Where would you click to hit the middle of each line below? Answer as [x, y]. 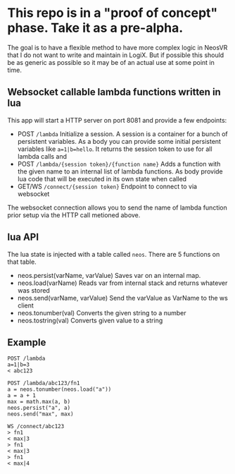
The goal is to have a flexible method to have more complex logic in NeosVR [118, 47]
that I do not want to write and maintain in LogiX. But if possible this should [116, 55]
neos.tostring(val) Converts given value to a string [90, 320]
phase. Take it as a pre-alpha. [95, 28]
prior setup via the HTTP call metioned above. [74, 215]
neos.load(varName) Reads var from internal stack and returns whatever [122, 283]
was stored [34, 290]
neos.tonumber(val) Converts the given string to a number [102, 312]
